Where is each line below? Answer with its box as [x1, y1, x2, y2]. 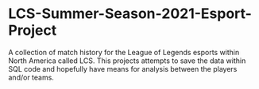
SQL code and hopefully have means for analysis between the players [8, 64, 238, 73]
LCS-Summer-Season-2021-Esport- [8, 5, 253, 23]
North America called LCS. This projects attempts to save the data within [8, 56, 246, 65]
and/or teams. [8, 72, 54, 82]
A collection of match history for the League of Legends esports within [8, 47, 240, 57]
